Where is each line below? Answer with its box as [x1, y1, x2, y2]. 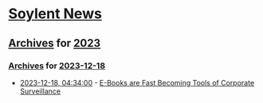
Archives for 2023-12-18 [8, 60, 106, 71]
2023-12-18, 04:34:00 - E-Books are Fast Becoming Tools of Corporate [19, 78, 255, 87]
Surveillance [19, 86, 61, 96]
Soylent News [8, 5, 102, 23]
